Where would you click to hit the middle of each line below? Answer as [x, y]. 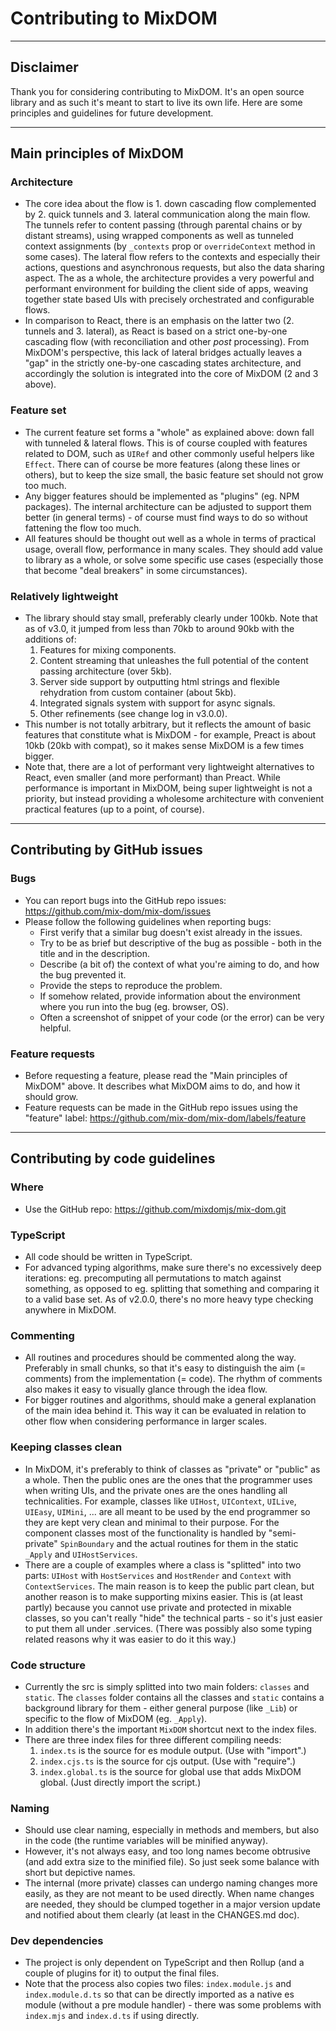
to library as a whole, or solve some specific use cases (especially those [174, 559]
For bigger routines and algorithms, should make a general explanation [170, 1400]
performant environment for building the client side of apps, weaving [166, 289]
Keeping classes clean [66, 1447]
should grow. [51, 1097]
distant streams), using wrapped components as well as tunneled [159, 236]
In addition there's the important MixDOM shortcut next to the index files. [170, 1729]
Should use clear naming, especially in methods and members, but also [172, 1830]
